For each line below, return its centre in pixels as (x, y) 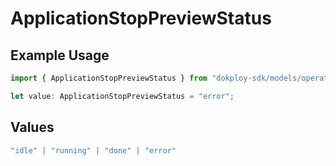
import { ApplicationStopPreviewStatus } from (109, 78)
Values (32, 127)
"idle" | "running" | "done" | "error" (93, 150)
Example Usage (60, 55)
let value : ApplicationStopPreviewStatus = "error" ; (122, 96)
